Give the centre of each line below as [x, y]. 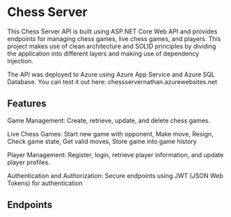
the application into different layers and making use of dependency [103, 54]
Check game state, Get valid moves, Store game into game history [102, 141]
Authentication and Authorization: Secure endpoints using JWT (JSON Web [115, 175]
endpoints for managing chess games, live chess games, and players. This [114, 38]
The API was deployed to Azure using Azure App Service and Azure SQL [111, 74]
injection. [20, 61]
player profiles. [29, 162]
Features [27, 104]
